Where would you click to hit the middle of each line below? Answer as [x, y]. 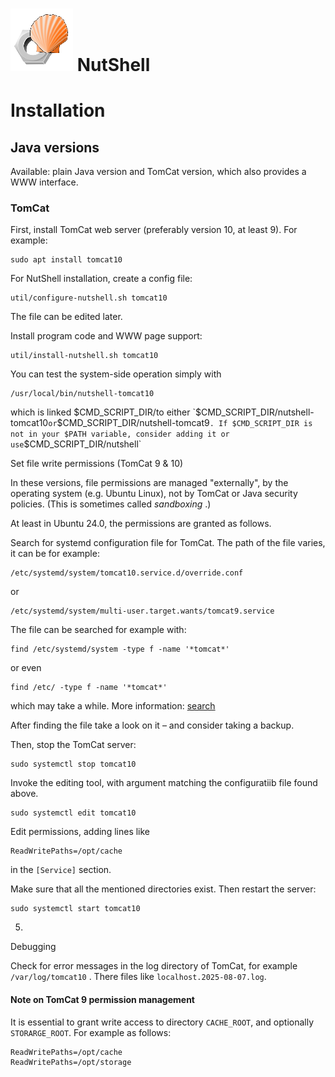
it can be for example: [55, 554]
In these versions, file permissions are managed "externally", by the [149, 483]
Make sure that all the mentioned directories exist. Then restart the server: [163, 889]
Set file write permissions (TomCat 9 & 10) [97, 464]
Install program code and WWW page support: [106, 336]
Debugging [33, 947]
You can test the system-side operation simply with [116, 374]
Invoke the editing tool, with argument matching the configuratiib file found [164, 783]
